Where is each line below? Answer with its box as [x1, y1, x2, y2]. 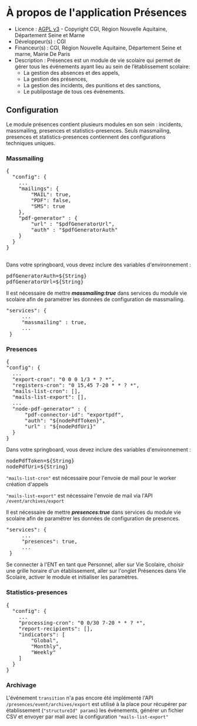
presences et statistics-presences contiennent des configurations [6, 133, 166, 140]
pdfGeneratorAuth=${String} [6, 273, 87, 279]
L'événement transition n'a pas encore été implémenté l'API [6, 694, 154, 701]
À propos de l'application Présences [6, 6, 187, 19]
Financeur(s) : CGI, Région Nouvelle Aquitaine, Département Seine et [14, 44, 182, 51]
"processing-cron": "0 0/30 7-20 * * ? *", [18, 619, 146, 626]
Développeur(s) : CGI [14, 38, 66, 45]
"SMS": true [31, 203, 66, 210]
